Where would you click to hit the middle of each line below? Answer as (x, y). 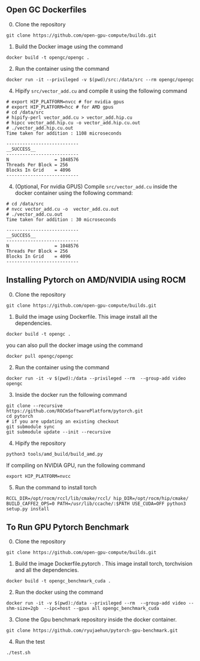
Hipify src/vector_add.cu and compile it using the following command (101, 91)
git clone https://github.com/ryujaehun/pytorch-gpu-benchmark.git (92, 631)
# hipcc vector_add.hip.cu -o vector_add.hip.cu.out (73, 122)
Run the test (30, 642)
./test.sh (19, 653)
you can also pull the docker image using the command (75, 345)
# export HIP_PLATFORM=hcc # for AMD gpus (60, 107)
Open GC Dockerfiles (46, 10)
